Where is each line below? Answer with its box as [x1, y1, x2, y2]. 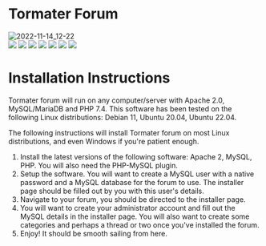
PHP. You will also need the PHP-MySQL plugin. [19, 160, 178, 170]
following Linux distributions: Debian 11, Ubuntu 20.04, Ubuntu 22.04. [8, 112, 237, 122]
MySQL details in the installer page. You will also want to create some [19, 212, 250, 221]
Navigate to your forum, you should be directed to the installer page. [19, 194, 246, 204]
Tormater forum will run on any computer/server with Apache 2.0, [8, 95, 225, 105]
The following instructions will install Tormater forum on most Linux [8, 127, 230, 137]
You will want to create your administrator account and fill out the [19, 203, 236, 212]
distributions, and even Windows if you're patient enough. [8, 136, 199, 146]
